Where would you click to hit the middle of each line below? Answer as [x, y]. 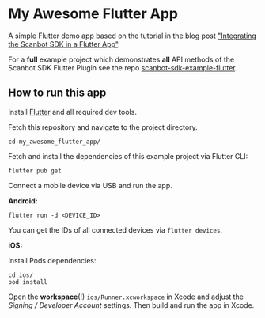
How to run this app [57, 93]
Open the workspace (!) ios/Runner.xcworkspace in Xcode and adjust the [126, 297]
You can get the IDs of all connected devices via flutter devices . [115, 229]
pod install [28, 282]
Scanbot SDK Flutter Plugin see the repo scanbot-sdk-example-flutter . [123, 67]
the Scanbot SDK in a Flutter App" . [64, 44]
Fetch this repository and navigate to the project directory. [103, 127]
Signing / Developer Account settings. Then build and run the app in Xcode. [131, 305]
